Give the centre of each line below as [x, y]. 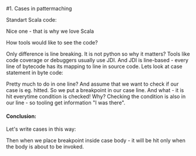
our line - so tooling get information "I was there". [66, 103]
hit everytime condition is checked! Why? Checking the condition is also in [96, 96]
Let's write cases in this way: [41, 129]
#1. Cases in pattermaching [39, 9]
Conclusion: [21, 116]
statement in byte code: [35, 72]
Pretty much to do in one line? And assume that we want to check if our [92, 84]
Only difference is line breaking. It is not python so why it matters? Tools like [98, 54]
